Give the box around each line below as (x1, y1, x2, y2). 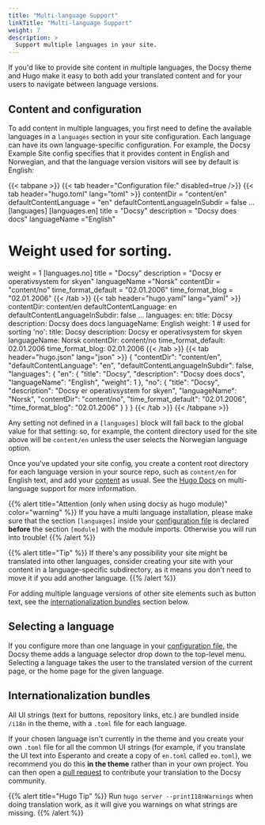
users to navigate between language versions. (8, 80, 159, 89)
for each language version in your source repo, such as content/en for (8, 467, 237, 476)
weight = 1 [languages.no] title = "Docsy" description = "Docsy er (8, 268, 221, 278)
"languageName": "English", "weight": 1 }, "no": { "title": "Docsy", (8, 377, 220, 387)
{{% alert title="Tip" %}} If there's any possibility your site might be (8, 547, 228, 558)
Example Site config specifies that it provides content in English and (8, 148, 229, 158)
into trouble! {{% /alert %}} (8, 532, 97, 542)
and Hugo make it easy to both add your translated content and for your (8, 71, 243, 81)
